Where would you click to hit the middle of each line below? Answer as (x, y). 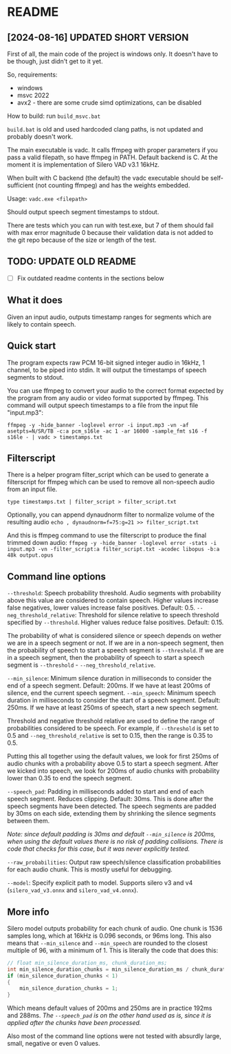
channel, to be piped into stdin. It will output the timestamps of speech (107, 370)
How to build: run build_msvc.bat (54, 116)
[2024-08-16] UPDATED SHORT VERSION (98, 38)
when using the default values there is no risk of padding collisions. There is (115, 842)
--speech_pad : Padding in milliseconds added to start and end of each (106, 792)
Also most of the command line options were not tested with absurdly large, (114, 1036)
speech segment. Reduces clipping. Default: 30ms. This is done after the (110, 799)
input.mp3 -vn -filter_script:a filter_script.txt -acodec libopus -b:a (113, 549)
